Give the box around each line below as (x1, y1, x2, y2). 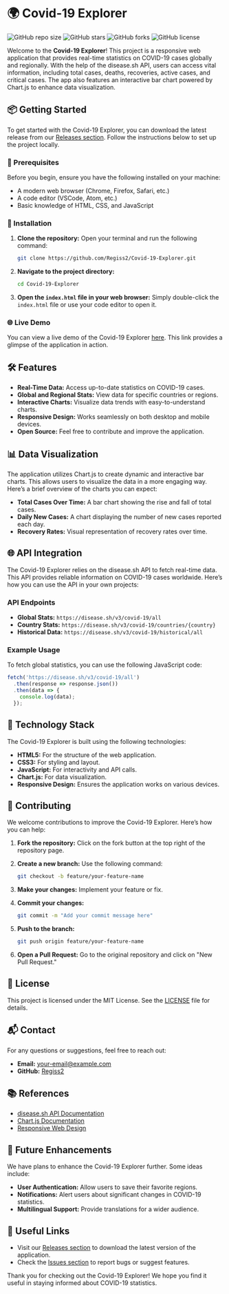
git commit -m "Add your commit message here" (17, 912, 153, 919)
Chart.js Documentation (17, 1117, 85, 1125)
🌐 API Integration (7, 547, 83, 559)
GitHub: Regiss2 (17, 1067, 65, 1075)
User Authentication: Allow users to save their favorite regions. (17, 1183, 198, 1191)
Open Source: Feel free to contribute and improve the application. (17, 427, 205, 435)
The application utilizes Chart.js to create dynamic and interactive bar (7, 470, 204, 478)
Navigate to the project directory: (17, 267, 115, 276)
